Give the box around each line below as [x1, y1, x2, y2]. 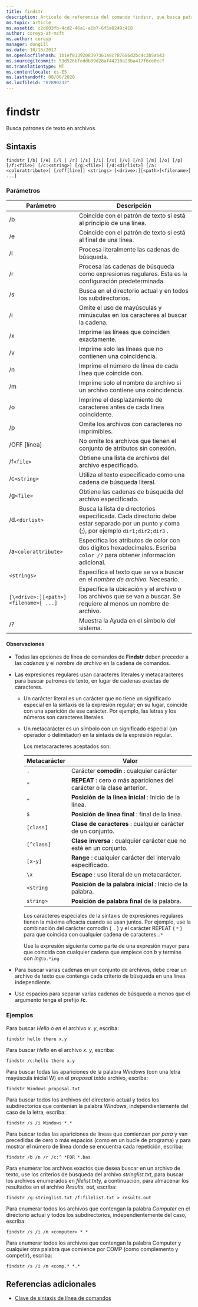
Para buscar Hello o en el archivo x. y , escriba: [6, 1024, 119, 1031]
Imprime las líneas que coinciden [78, 328, 170, 336]
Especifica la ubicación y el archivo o [78, 585, 181, 593]
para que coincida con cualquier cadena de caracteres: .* [23, 931, 163, 938]
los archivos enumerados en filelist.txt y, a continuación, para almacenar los [6, 1177, 189, 1184]
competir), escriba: [6, 1252, 52, 1259]
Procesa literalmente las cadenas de [78, 246, 180, 254]
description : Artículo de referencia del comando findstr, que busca [6, 14, 181, 20]
